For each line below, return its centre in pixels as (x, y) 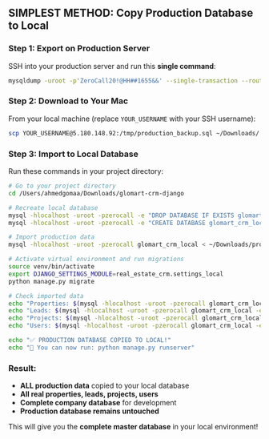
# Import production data (51, 237)
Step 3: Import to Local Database (73, 154)
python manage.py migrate (51, 281)
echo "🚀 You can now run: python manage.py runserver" (102, 348)
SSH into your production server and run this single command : (112, 66)
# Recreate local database (53, 207)
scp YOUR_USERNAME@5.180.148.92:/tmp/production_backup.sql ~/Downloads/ (134, 133)
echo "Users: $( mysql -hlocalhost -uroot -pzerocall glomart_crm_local (130, 326)
